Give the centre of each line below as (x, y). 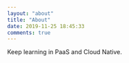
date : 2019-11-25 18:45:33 (46, 26)
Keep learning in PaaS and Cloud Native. (64, 52)
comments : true (29, 33)
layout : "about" (30, 13)
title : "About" (29, 20)
